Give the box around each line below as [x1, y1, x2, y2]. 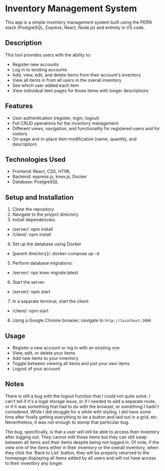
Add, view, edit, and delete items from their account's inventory [12, 72, 141, 78]
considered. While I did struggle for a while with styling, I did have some [5, 408, 151, 414]
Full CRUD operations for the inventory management [12, 120, 119, 126]
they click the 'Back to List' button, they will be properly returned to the [5, 449, 150, 456]
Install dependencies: [12, 217, 56, 223]
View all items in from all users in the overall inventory [12, 77, 122, 83]
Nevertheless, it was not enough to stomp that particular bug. [5, 419, 130, 425]
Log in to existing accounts [12, 67, 67, 72]
